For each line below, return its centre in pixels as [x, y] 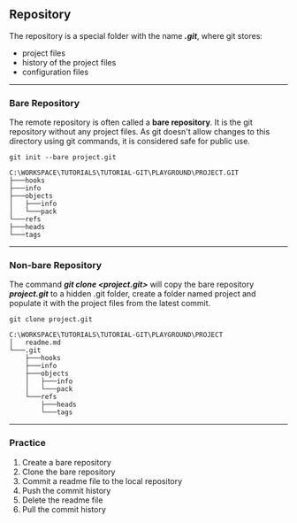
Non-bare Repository [56, 265]
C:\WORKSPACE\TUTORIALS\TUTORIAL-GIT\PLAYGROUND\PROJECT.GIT [124, 173]
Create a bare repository [67, 462]
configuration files [55, 72]
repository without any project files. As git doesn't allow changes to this [140, 132]
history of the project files [69, 62]
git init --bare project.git [63, 158]
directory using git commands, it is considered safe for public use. [129, 142]
